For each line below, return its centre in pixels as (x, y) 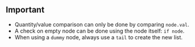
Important (25, 10)
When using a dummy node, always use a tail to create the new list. (98, 37)
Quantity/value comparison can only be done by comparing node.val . (102, 24)
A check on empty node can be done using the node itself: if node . (99, 31)
